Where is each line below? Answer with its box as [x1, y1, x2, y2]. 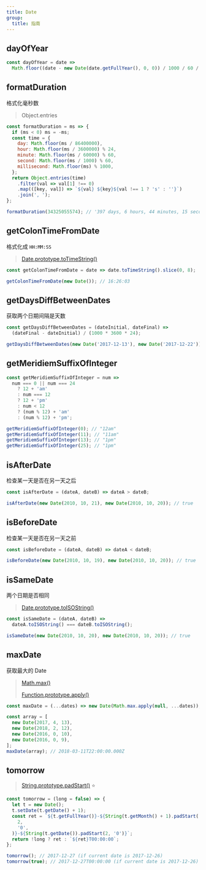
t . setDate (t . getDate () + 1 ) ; [12, 807, 86, 814]
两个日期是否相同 [6, 592, 50, 599]
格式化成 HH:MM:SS [6, 243, 52, 250]
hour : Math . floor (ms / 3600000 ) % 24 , [17, 146, 116, 152]
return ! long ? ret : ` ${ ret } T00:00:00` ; [12, 836, 120, 842]
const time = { [12, 135, 51, 141]
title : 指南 [12, 20, 41, 26]
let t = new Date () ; [12, 802, 64, 808]
